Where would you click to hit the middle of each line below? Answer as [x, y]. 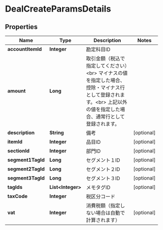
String [57, 133]
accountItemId [25, 49]
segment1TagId [26, 160]
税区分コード [101, 196]
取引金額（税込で [106, 58]
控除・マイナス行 [106, 87]
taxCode [17, 196]
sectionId [19, 151]
